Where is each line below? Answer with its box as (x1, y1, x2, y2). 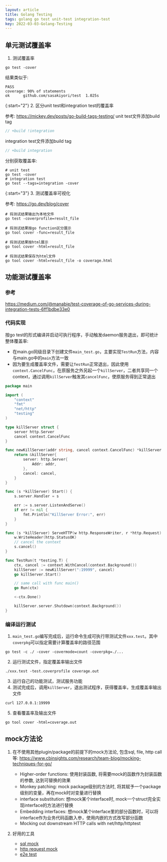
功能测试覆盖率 (5, 273, 51, 282)
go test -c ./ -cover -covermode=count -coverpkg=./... (5, 649, 124, 654)
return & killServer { (14, 452, 57, 457)
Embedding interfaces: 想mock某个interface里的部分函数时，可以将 (19, 808, 159, 814)
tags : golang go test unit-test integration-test (5, 16, 111, 21)
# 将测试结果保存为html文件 (5, 254, 56, 259)
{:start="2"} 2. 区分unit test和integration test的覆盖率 (5, 103, 114, 109)
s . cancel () (14, 545, 37, 550)
